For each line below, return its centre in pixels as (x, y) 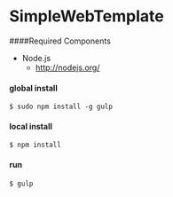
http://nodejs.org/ (67, 67)
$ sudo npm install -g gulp (61, 107)
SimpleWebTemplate (86, 16)
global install (33, 88)
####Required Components (60, 41)
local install (31, 126)
